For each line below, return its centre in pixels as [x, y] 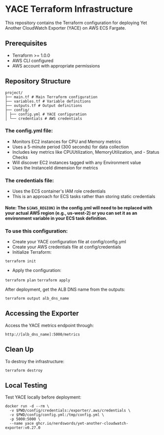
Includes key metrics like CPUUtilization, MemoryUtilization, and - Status [86, 152]
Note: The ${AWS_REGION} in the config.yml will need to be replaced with [79, 207]
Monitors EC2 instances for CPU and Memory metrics [67, 141]
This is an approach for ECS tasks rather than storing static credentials [84, 197]
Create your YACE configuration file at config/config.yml [69, 242]
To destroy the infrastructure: [35, 361]
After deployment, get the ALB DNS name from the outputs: [65, 290]
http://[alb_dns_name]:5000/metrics [42, 334]
